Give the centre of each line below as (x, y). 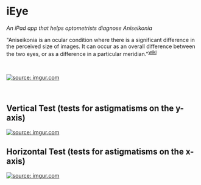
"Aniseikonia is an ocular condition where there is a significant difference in (100, 40)
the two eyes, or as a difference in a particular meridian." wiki (82, 53)
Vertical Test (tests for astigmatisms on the (90, 108)
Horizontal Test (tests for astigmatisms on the (95, 151)
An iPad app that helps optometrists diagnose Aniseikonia (79, 28)
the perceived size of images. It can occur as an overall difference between (101, 46)
